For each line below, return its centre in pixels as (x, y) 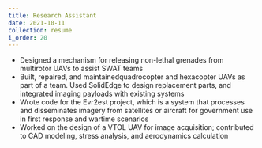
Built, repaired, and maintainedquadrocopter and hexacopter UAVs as (133, 77)
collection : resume (40, 30)
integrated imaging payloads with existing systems (102, 94)
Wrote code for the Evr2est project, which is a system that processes (132, 102)
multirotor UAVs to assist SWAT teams (81, 69)
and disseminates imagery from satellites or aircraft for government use (136, 111)
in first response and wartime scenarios (84, 119)
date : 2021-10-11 (37, 23)
